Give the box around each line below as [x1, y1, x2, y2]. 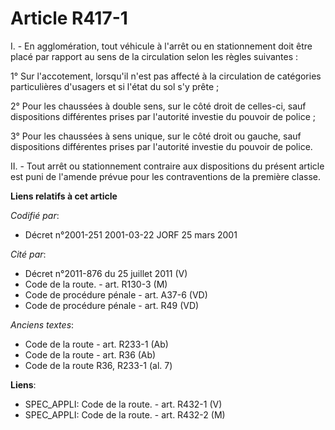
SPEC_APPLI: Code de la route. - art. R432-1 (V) [24, 398, 223, 410]
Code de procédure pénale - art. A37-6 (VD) [24, 288, 208, 301]
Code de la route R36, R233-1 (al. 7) [24, 359, 173, 371]
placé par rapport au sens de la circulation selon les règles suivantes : [10, 50, 299, 62]
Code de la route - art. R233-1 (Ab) [24, 338, 169, 350]
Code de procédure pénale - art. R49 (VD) [24, 299, 200, 311]
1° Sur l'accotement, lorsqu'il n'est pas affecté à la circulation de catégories [10, 70, 322, 82]
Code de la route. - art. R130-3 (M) [24, 278, 168, 290]
